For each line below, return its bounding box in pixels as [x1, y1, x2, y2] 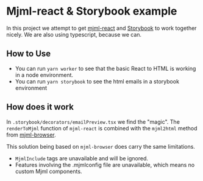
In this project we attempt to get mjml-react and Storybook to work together [6, 24, 197, 32]
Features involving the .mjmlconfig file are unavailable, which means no [15, 161, 195, 168]
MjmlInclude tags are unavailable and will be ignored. [15, 154, 148, 162]
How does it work [6, 102, 74, 112]
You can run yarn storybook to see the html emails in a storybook [15, 77, 180, 85]
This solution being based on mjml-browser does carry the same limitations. [6, 143, 195, 150]
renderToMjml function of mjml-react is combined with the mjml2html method [6, 124, 198, 132]
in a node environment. [15, 71, 74, 79]
